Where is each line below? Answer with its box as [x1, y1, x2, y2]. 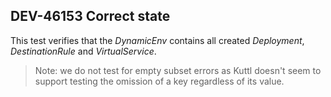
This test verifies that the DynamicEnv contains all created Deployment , [10, 34, 305, 46]
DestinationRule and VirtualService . [10, 45, 157, 57]
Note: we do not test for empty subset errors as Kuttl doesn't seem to [34, 64, 322, 76]
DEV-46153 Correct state [10, 8, 171, 25]
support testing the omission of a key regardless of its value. [34, 75, 285, 87]
